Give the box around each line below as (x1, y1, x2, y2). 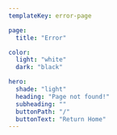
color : (8, 48, 31, 56)
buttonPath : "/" (15, 108, 70, 116)
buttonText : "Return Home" (15, 115, 107, 123)
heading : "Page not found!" (15, 92, 111, 100)
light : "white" (15, 55, 67, 64)
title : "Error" (15, 34, 67, 42)
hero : (8, 78, 27, 86)
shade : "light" (15, 85, 67, 93)
